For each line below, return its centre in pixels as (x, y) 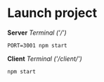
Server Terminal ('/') (37, 33)
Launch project (52, 13)
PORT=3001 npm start (38, 45)
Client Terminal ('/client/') (45, 59)
